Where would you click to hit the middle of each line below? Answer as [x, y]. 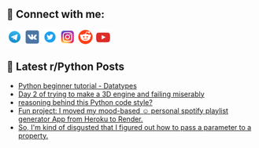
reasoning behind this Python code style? [85, 102]
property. [33, 135]
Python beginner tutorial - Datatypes [78, 85]
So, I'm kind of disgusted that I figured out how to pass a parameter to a [135, 127]
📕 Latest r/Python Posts [66, 67]
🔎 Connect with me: [55, 14]
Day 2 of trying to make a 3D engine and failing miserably [111, 94]
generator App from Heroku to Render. [80, 119]
